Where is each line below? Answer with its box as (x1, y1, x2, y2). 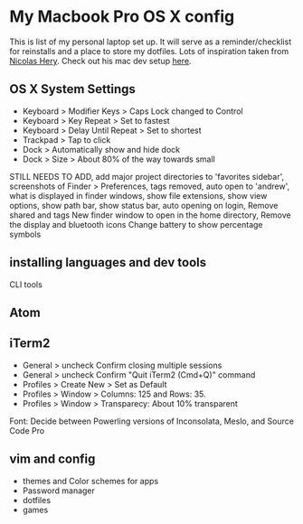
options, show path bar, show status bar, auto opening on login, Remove (9, 200, 279, 211)
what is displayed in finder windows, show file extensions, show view (9, 190, 268, 201)
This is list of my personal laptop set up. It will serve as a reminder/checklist (9, 36, 292, 47)
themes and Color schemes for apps (22, 475, 159, 486)
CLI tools (9, 278, 43, 290)
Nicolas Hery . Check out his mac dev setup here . (9, 55, 192, 66)
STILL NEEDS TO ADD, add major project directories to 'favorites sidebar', (9, 171, 285, 182)
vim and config (9, 452, 96, 467)
